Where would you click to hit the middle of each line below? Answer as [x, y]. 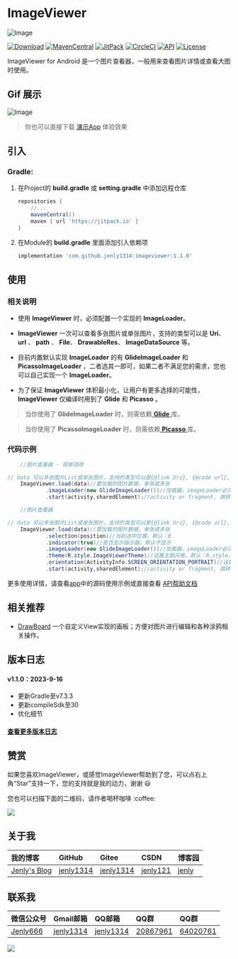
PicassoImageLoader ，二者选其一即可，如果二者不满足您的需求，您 [119, 366]
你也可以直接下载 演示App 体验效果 [76, 126]
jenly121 [156, 870]
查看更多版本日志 [32, 731]
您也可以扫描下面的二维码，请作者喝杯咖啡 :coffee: [81, 798]
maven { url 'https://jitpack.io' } [85, 221]
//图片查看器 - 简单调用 [52, 465]
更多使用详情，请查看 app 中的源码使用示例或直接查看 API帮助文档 [103, 583]
